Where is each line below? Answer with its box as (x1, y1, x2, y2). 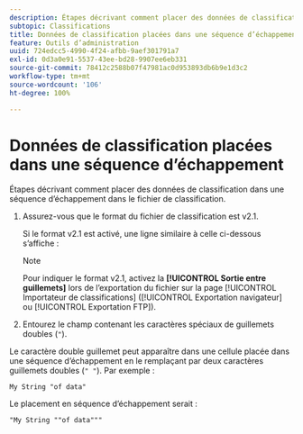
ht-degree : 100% (9, 88, 70, 97)
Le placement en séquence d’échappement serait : (9, 398, 198, 410)
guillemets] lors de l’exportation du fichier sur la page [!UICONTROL (22, 283, 277, 294)
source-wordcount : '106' (9, 80, 103, 89)
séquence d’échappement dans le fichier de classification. (9, 194, 226, 204)
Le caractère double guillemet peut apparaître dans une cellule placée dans (9, 346, 290, 357)
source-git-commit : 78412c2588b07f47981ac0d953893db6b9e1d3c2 (9, 64, 248, 73)
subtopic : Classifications (9, 22, 111, 31)
